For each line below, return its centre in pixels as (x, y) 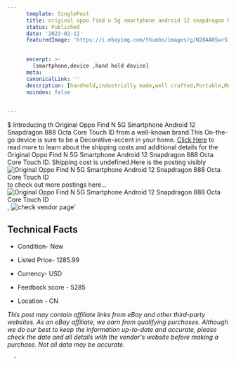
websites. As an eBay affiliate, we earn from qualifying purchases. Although (118, 322)
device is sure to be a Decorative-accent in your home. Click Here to (116, 140)
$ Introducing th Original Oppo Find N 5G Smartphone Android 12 (101, 125)
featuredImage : (48, 40)
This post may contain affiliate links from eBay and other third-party (106, 314)
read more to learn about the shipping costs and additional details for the (113, 147)
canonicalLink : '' (53, 79)
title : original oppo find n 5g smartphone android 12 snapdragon (125, 20)
